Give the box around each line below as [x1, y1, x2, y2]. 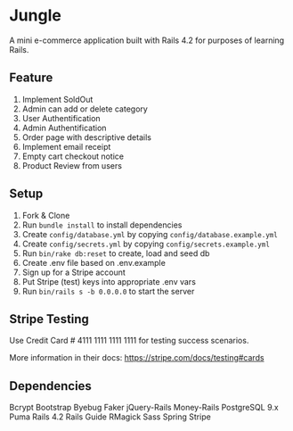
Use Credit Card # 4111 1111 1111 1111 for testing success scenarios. [9, 336, 249, 346]
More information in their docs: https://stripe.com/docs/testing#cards [9, 352, 265, 363]
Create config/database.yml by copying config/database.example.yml [21, 228, 278, 239]
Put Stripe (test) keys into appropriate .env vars [21, 276, 196, 286]
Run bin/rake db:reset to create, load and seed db [21, 247, 210, 259]
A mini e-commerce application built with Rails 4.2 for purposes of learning [9, 35, 285, 46]
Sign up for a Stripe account [21, 267, 126, 278]
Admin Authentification [21, 122, 107, 133]
